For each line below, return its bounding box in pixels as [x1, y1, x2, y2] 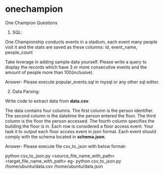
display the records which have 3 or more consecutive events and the [5, 64, 147, 70]
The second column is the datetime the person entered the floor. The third [5, 112, 156, 119]
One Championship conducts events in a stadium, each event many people [5, 38, 158, 45]
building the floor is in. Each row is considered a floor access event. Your [5, 123, 154, 129]
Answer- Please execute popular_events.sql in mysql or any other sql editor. [5, 79, 160, 85]
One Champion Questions [5, 20, 58, 26]
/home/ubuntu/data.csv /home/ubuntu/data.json [5, 163, 103, 169]
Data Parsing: [12, 88, 40, 94]
